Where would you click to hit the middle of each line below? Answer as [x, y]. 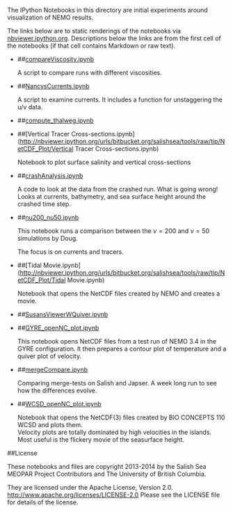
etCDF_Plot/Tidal [41, 280]
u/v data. [30, 107]
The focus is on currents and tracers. [70, 252]
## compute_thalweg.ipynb [55, 120]
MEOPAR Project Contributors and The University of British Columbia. [107, 474]
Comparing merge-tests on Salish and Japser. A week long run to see [117, 383]
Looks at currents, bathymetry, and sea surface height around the [112, 197]
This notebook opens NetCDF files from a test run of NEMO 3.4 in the [117, 341]
